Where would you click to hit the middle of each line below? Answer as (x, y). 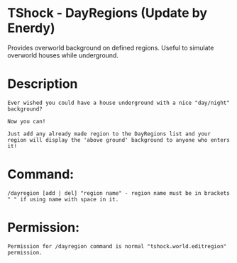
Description (43, 84)
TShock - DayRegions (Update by (108, 13)
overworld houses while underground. (63, 55)
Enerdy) (31, 28)
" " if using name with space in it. (63, 199)
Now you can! (27, 121)
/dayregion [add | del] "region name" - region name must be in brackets (119, 193)
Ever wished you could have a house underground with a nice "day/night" (119, 103)
